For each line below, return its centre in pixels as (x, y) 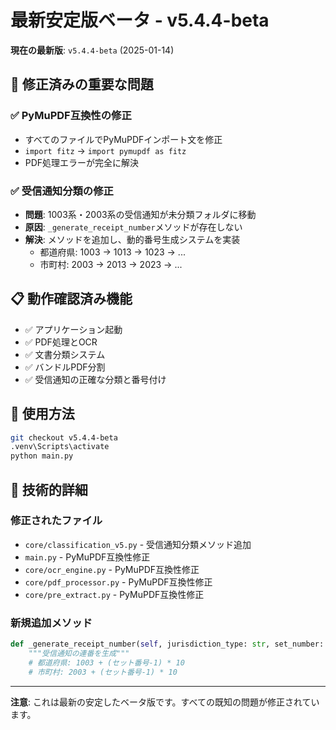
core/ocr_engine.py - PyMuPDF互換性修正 (112, 569)
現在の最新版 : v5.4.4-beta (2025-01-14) (92, 50)
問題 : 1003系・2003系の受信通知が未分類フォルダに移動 (140, 214)
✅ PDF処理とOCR (61, 342)
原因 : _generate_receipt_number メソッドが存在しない (133, 227)
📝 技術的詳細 (49, 489)
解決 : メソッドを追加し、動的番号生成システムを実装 (132, 239)
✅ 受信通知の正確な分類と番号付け (95, 379)
